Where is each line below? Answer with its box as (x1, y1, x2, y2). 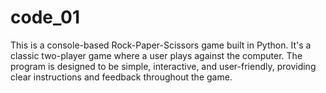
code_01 (10, 6, 80, 29)
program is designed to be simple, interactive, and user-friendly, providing (10, 60, 317, 72)
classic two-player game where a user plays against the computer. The (10, 49, 303, 61)
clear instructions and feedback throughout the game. (10, 71, 233, 83)
